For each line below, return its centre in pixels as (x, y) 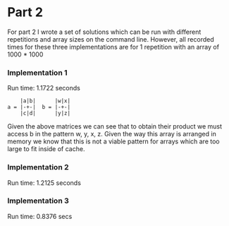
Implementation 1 (38, 73)
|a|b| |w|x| (45, 101)
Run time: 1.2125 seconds (44, 183)
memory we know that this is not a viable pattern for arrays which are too (113, 141)
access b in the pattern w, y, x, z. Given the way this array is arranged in (112, 134)
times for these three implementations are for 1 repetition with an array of (113, 47)
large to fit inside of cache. (46, 149)
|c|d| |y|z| (45, 114)
